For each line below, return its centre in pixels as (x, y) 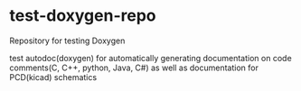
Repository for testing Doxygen (67, 41)
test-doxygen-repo (83, 16)
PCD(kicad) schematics (53, 77)
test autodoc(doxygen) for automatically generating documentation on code (150, 58)
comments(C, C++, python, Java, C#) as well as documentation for (134, 68)
